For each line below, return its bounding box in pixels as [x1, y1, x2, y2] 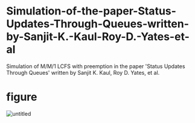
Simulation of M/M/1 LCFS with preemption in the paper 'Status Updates [6, 62, 185, 70]
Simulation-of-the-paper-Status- [6, 4, 177, 18]
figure [6, 90, 37, 104]
